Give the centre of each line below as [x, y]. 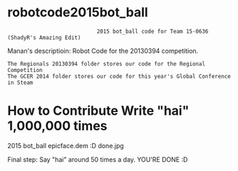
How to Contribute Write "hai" [98, 111]
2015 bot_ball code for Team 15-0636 [152, 31]
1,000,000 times [57, 126]
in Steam [20, 83]
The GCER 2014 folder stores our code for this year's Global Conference [119, 76]
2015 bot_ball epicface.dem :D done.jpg [66, 145]
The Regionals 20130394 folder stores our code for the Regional [106, 64]
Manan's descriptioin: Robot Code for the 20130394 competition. [103, 51]
